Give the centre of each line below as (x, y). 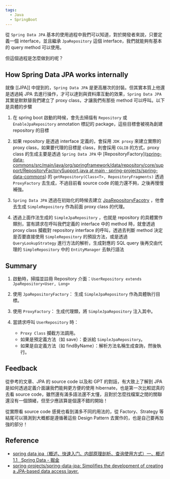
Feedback (21, 368)
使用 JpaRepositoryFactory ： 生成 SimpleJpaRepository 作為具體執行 (84, 294)
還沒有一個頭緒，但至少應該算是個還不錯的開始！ (56, 400)
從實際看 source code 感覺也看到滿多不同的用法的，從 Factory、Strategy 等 (84, 411)
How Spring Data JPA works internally (67, 75)
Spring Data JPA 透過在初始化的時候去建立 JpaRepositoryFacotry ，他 (86, 200)
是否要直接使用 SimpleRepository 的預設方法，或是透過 (70, 237)
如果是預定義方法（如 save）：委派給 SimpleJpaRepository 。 (83, 339)
